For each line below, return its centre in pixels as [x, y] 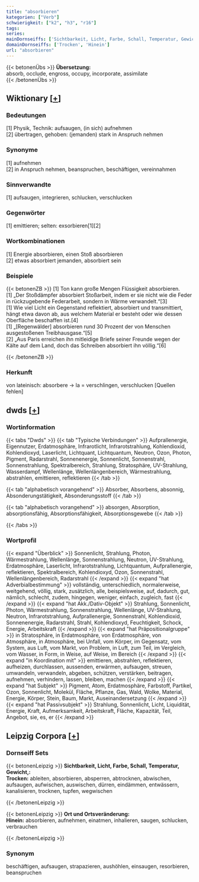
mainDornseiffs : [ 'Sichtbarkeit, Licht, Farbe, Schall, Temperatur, [92, 39]
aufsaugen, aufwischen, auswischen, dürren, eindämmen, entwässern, [93, 785]
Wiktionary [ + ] [33, 99]
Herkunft [19, 372]
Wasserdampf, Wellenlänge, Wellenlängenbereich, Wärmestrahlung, [89, 471]
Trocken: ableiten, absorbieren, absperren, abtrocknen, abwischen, [89, 778]
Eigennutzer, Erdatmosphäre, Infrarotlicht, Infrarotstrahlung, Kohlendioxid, [96, 446]
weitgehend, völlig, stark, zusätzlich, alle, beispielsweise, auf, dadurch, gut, [98, 591]
